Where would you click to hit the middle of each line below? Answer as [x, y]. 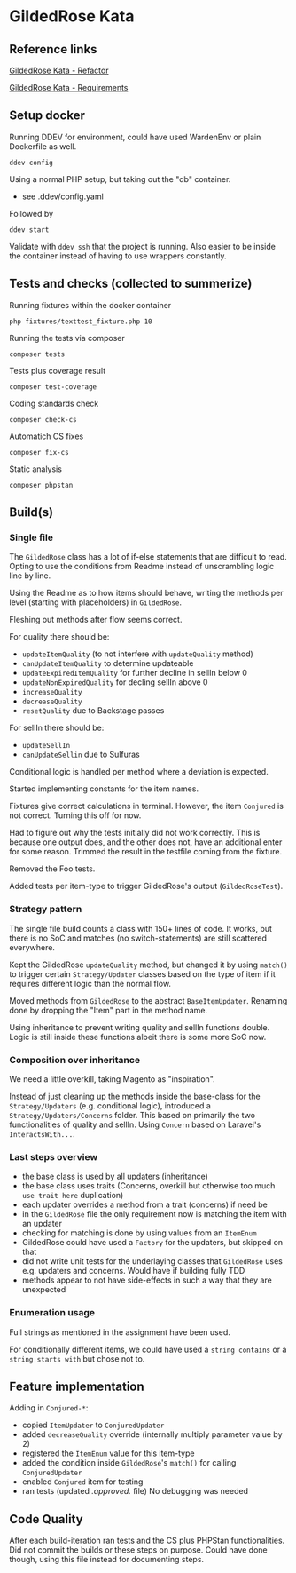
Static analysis [35, 469]
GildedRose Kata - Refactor [59, 70]
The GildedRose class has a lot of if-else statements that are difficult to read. [148, 557]
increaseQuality [52, 693]
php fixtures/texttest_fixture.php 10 [81, 322]
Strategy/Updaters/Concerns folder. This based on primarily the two [132, 1115]
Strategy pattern [46, 910]
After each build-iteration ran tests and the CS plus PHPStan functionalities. [147, 1541]
